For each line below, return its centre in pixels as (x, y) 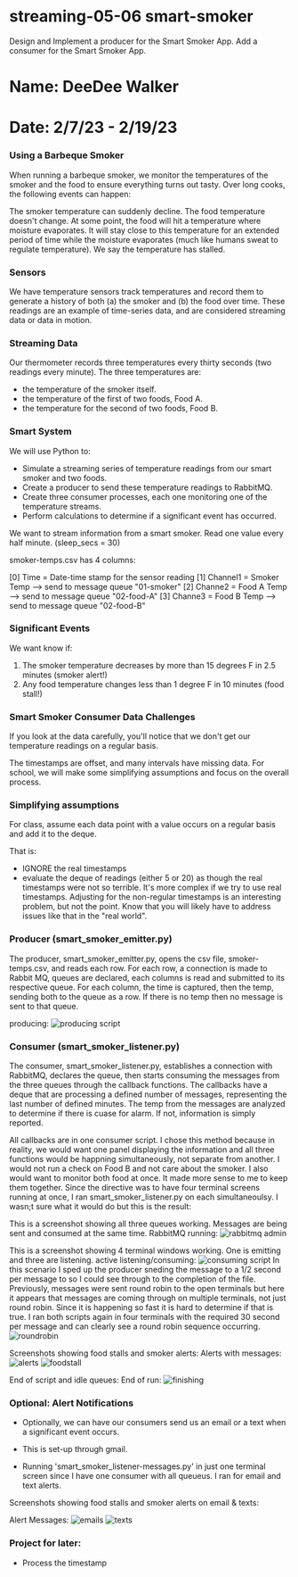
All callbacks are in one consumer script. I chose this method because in (142, 1140)
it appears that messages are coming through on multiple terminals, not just (148, 1298)
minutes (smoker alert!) (65, 675)
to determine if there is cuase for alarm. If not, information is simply (133, 1113)
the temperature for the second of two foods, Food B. (120, 409)
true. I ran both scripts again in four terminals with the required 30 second (145, 1316)
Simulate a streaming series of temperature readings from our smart (147, 468)
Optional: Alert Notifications (72, 1403)
